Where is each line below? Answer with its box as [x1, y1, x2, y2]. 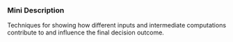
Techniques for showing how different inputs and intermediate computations [7, 21, 227, 30]
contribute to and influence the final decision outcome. [7, 28, 165, 36]
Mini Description [7, 6, 65, 15]
